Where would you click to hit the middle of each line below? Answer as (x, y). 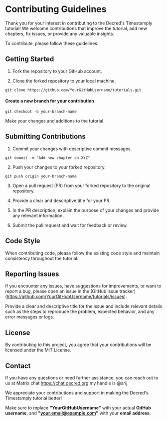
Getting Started (30, 59)
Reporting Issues (32, 274)
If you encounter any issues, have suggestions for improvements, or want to (83, 286)
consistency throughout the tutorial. (42, 258)
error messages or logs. (30, 317)
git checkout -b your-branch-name (41, 111)
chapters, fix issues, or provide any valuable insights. (60, 33)
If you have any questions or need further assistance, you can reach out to (82, 378)
